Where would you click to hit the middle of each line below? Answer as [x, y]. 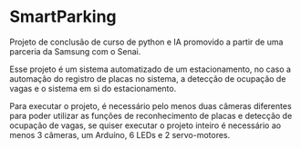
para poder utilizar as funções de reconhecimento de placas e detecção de [151, 115]
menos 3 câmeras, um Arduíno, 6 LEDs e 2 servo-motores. [120, 134]
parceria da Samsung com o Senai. [75, 51]
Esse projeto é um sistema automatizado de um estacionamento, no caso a [150, 69]
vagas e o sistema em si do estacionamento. [93, 88]
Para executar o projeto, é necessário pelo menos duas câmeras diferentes [150, 105]
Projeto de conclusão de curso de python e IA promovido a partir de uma [146, 42]
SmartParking [63, 17]
